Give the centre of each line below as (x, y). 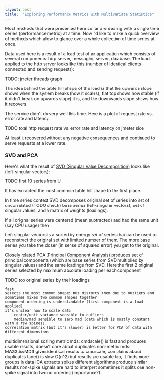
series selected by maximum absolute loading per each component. (73, 270)
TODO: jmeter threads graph (34, 79)
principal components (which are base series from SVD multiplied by (74, 260)
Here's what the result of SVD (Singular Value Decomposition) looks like (78, 166)
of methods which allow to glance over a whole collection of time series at (80, 39)
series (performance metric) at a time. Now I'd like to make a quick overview (82, 33)
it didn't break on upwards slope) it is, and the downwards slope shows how (82, 98)
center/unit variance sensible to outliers (59, 315)
